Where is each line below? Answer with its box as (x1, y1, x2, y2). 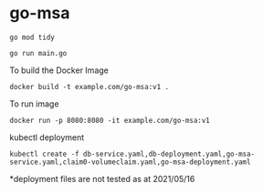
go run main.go (9, 48, 68, 57)
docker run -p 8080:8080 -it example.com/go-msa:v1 (9, 116, 210, 125)
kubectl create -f (9, 149, 79, 158)
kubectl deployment (9, 131, 85, 143)
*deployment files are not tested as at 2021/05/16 (9, 173, 195, 184)
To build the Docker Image (9, 65, 110, 76)
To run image (9, 98, 59, 109)
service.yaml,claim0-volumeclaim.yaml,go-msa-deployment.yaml (9, 157, 251, 167)
